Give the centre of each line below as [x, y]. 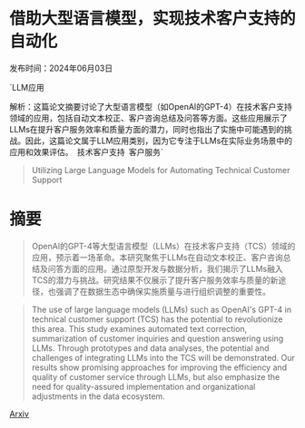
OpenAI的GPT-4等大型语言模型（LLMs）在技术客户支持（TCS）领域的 [163, 246]
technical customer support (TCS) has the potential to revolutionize [157, 319]
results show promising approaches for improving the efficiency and [159, 367]
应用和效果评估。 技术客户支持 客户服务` [86, 151]
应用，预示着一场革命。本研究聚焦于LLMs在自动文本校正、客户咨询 [157, 257]
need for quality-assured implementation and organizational [143, 386]
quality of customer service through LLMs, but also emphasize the [156, 376]
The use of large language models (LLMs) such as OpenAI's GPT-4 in [162, 309]
